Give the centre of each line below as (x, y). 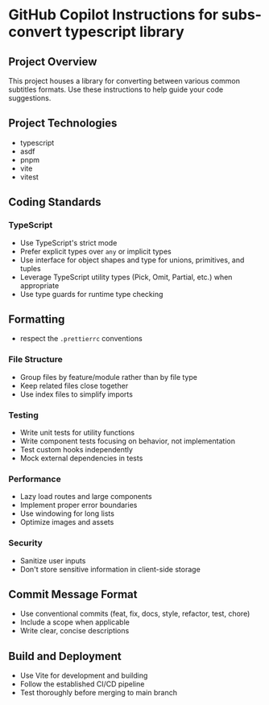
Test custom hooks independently (76, 449)
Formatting (37, 319)
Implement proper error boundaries (79, 505)
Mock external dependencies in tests (81, 458)
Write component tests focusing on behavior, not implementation (128, 441)
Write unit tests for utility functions (77, 432)
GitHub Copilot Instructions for (114, 15)
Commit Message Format (73, 594)
